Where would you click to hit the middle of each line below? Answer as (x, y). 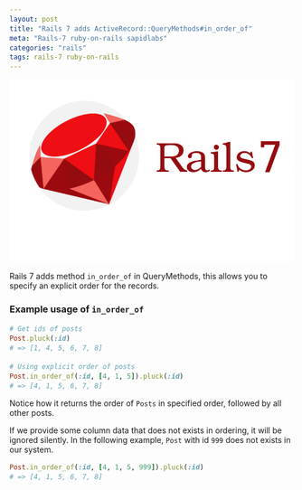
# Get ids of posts (46, 329)
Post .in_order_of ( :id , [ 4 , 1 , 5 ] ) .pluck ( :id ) (96, 377)
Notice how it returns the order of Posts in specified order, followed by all (146, 403)
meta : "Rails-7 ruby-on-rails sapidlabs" (89, 38)
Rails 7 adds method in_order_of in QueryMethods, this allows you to (139, 276)
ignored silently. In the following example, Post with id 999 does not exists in (150, 440)
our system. (32, 450)
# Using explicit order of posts (72, 367)
